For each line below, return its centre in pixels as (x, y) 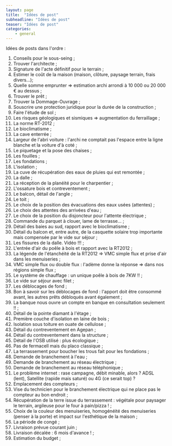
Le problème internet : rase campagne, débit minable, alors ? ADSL (84, 373)
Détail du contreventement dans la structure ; (61, 335)
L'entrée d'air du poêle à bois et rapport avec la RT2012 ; (73, 248)
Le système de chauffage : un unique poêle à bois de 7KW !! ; (78, 275)
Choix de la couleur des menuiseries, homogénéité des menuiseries (84, 411)
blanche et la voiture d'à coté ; (45, 145)
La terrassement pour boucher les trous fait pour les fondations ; (81, 351)
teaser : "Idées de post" (32, 24)
